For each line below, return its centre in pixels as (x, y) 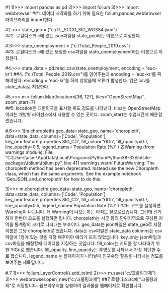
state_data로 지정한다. (27, 87)
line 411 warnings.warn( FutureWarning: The (109, 163)
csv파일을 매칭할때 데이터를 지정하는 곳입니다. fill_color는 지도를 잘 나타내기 (80, 243)
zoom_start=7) (20, 102)
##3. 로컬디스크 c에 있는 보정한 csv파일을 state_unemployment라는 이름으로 (81, 52)
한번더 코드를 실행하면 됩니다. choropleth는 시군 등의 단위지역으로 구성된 (86, 218)
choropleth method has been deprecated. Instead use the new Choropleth (82, 168)
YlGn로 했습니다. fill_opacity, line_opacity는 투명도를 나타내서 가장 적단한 (83, 250)
